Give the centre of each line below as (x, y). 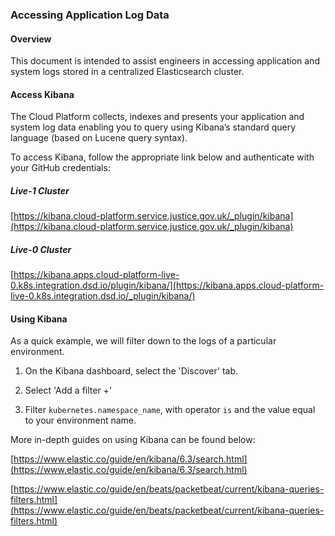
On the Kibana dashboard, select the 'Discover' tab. (131, 371)
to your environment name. (80, 420)
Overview (31, 39)
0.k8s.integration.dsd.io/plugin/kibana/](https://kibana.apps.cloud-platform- (167, 285)
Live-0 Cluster (41, 249)
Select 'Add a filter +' (68, 390)
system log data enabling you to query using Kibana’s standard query (153, 127)
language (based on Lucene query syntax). (99, 138)
